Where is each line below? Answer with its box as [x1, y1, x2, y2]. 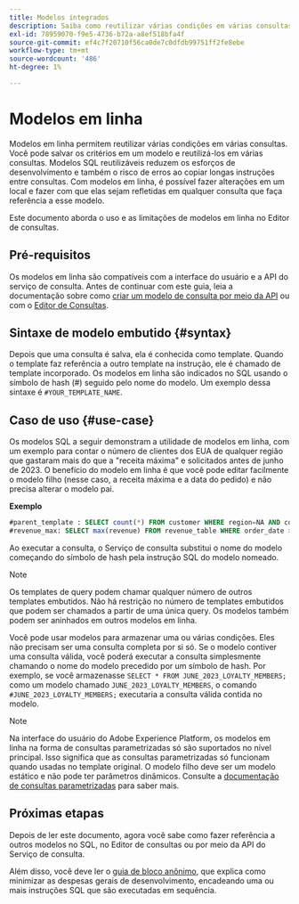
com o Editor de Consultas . [9, 299, 109, 310]
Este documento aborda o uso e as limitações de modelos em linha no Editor [9, 212, 290, 223]
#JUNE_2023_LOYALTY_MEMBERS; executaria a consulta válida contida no [9, 689, 263, 699]
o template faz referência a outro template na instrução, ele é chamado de [9, 358, 281, 370]
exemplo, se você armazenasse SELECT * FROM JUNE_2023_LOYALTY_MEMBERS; [9, 670, 287, 680]
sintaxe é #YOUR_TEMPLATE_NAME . [9, 387, 123, 397]
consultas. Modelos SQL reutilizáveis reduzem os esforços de [9, 157, 236, 167]
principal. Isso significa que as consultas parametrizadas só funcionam [9, 752, 270, 762]
